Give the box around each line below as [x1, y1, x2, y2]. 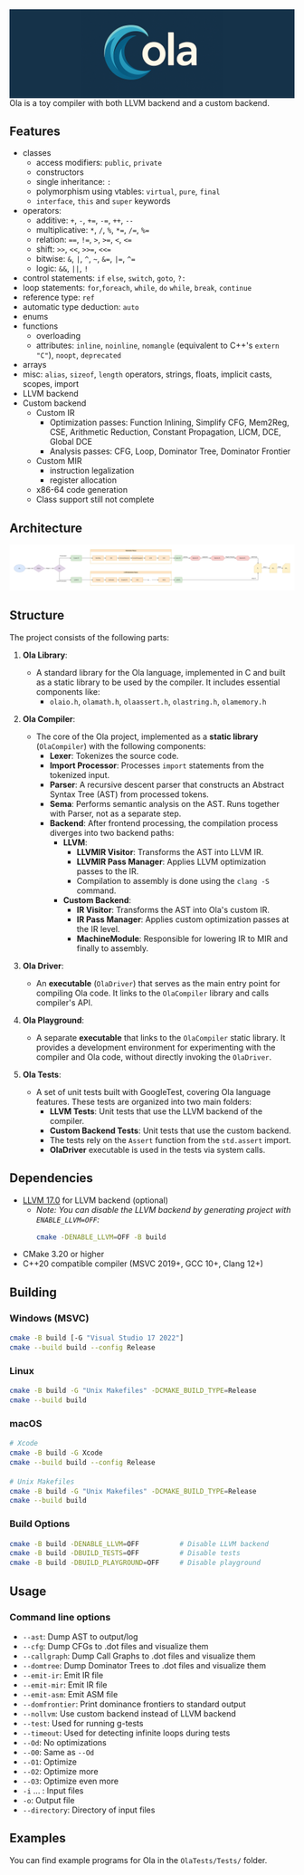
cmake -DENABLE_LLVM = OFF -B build [35, 1232, 166, 1242]
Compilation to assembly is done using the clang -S [76, 875, 270, 886]
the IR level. [76, 923, 120, 934]
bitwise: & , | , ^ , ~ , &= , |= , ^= [35, 254, 136, 264]
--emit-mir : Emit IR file [22, 1679, 108, 1690]
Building [9, 1284, 57, 1300]
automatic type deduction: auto [22, 302, 140, 312]
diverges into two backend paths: [49, 827, 175, 838]
